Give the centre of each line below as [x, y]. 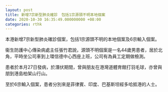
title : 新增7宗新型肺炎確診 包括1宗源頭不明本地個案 [55, 15]
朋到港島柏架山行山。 [27, 74]
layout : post [19, 10]
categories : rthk [24, 24]
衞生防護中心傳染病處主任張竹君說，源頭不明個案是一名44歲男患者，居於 [82, 50]
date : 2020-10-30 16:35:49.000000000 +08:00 [53, 19]
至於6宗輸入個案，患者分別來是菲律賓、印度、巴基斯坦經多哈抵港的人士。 [82, 84]
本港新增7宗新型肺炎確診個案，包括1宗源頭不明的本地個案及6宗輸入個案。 [82, 39]
